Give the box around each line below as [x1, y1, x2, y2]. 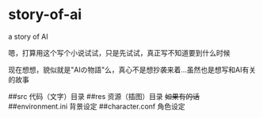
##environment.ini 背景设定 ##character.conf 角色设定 [8, 101, 185, 111]
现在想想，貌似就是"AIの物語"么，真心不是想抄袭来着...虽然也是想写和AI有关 [8, 65, 256, 74]
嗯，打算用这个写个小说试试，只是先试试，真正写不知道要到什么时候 [8, 48, 231, 57]
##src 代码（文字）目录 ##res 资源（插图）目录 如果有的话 [8, 91, 200, 101]
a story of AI [8, 32, 49, 41]
